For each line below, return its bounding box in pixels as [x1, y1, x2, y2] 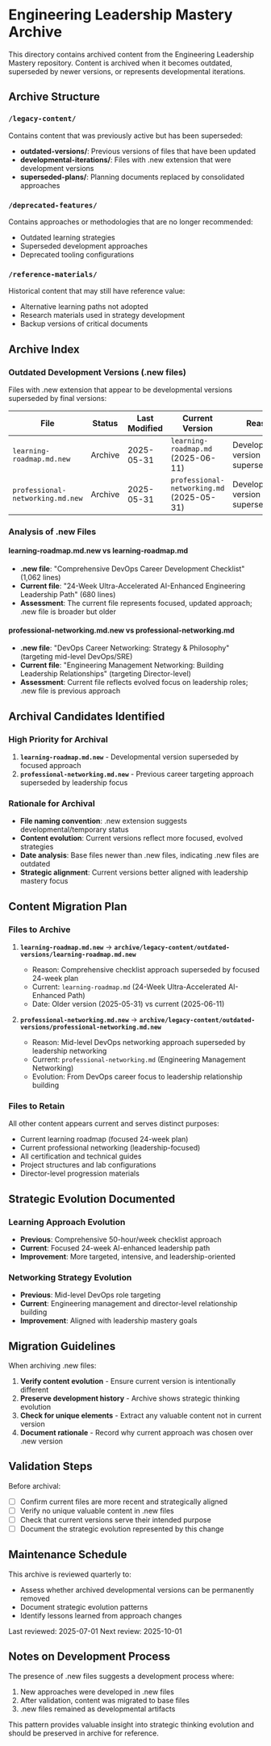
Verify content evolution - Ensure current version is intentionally [19, 1376, 236, 1385]
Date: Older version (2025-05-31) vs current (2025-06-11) [31, 999, 225, 1009]
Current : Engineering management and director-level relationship [19, 1299, 238, 1309]
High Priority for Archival [8, 733, 109, 745]
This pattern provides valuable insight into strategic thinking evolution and [8, 1719, 254, 1729]
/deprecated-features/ [8, 200, 98, 210]
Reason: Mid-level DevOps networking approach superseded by [31, 1037, 246, 1046]
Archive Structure [8, 90, 101, 104]
